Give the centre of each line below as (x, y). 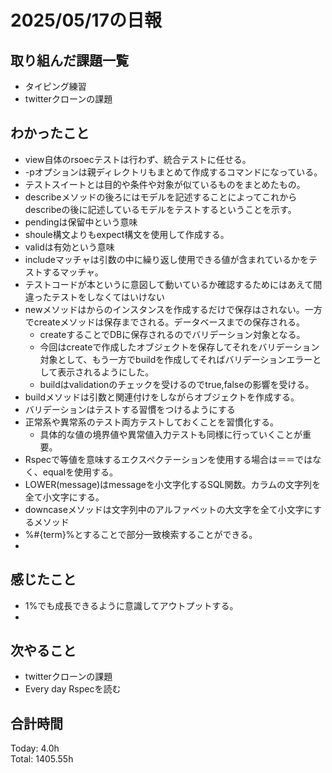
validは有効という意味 (69, 247)
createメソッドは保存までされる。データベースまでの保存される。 (169, 322)
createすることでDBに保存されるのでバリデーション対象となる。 (172, 334)
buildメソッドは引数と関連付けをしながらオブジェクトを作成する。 (162, 397)
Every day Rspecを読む (73, 689)
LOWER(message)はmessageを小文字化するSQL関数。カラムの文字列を (173, 484)
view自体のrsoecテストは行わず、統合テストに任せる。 (138, 159)
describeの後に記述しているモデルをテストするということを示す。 (160, 209)
